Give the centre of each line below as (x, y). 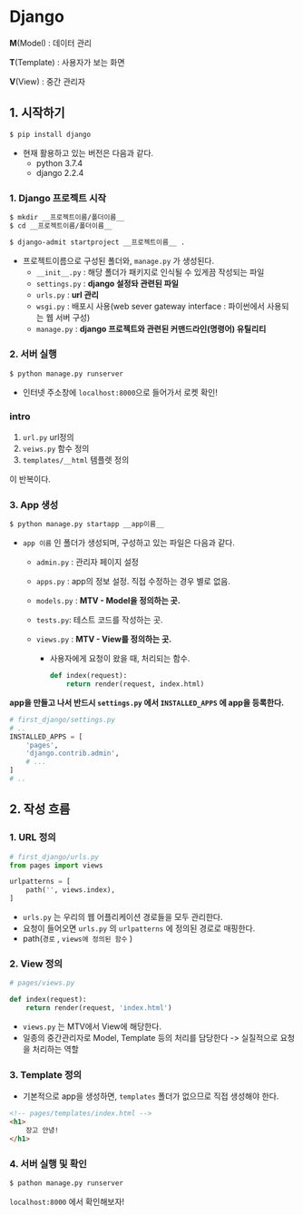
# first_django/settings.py (63, 720)
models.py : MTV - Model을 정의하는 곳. (108, 601)
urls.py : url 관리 (68, 294)
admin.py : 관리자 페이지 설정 (87, 562)
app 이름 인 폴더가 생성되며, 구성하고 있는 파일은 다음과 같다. (129, 543)
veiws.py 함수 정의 (56, 449)
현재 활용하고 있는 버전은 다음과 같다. (88, 152)
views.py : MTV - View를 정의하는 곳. (104, 639)
